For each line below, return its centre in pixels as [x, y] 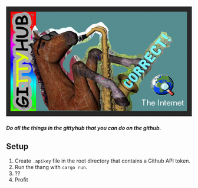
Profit [21, 179]
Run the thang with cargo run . [51, 167]
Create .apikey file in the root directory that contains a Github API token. [102, 161]
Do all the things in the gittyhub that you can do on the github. [84, 128]
